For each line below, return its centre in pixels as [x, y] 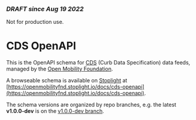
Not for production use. [35, 22]
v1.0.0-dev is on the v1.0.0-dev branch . [55, 111]
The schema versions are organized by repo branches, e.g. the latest [91, 105]
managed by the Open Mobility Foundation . [60, 69]
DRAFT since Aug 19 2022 [45, 9]
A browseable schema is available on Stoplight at [67, 81]
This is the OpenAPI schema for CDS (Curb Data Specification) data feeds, [98, 63]
